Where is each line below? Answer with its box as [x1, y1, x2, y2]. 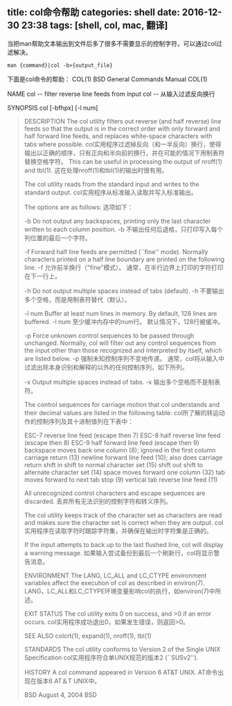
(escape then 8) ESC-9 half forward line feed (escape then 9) [24, 438, 199, 446]
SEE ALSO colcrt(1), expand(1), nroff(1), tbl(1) [24, 631, 152, 640]
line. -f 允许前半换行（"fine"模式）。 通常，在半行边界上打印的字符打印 [24, 263, 224, 271]
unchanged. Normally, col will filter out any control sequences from [24, 339, 217, 347]
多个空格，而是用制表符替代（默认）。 [24, 295, 131, 303]
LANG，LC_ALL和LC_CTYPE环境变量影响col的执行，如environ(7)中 [24, 587, 215, 595]
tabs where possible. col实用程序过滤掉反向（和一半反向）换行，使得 [24, 140, 222, 148]
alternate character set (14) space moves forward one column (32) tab [24, 468, 225, 476]
